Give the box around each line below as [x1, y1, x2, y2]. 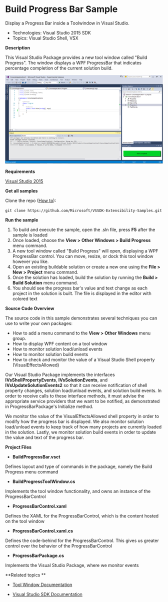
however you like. [12, 258, 49, 264]
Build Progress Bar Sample [5, 3, 118, 15]
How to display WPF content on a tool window [12, 340, 107, 346]
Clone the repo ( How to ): [5, 197, 56, 203]
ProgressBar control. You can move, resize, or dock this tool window [12, 253, 153, 259]
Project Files [5, 444, 31, 450]
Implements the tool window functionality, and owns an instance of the [5, 488, 151, 494]
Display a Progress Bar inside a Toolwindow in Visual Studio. [5, 20, 130, 26]
